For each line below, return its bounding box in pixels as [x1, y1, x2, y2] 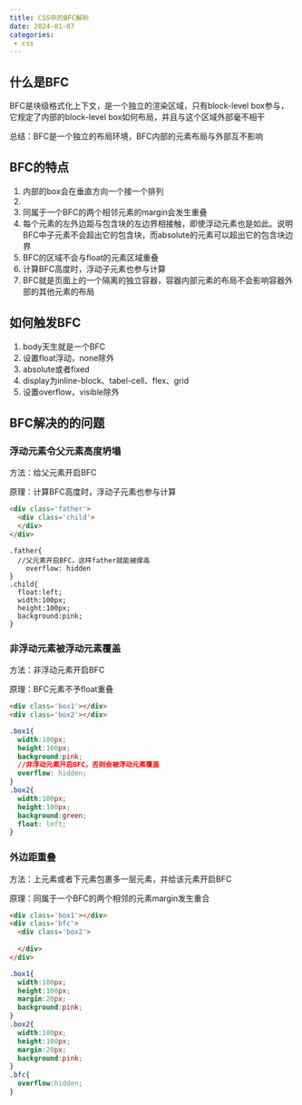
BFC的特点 [9, 160, 70, 175]
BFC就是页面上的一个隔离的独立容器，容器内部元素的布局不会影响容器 [22, 274, 286, 286]
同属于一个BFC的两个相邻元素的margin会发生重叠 [22, 206, 208, 218]
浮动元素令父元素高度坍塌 [9, 445, 122, 457]
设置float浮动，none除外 [22, 352, 115, 363]
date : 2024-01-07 [9, 22, 75, 31]
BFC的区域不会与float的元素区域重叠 [22, 251, 159, 263]
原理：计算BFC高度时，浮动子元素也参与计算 [9, 486, 177, 497]
